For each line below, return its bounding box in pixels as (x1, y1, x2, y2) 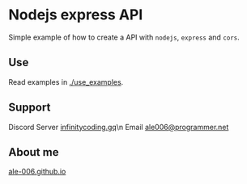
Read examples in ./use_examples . (8, 77, 124, 86)
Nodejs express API (8, 6, 143, 24)
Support (8, 101, 51, 115)
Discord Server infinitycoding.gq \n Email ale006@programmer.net (8, 122, 229, 132)
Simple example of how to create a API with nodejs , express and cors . (8, 32, 241, 42)
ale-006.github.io (8, 167, 66, 177)
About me (8, 145, 59, 159)
